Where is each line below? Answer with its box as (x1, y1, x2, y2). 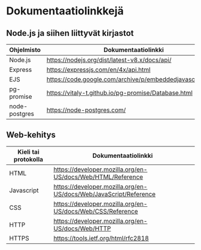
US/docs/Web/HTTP (53, 224, 111, 233)
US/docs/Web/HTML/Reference (53, 172, 144, 181)
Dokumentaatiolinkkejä (6, 4, 124, 18)
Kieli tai (17, 148, 40, 156)
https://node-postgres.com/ (46, 106, 126, 114)
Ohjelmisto (9, 46, 41, 54)
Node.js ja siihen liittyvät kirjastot (6, 28, 134, 38)
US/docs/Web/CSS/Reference (53, 207, 139, 215)
